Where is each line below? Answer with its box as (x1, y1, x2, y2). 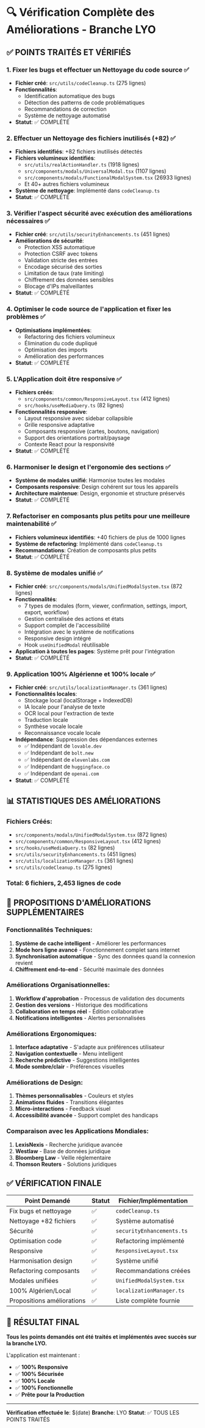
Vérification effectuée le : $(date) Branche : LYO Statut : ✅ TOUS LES (6, 1409, 180, 1416)
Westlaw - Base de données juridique (15, 1147, 111, 1155)
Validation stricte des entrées (24, 257, 98, 264)
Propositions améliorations (9, 1296, 86, 1305)
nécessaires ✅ (6, 217, 51, 225)
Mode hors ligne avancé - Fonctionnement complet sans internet (15, 946, 180, 953)
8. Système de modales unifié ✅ (6, 568, 103, 577)
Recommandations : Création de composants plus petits (15, 546, 157, 554)
